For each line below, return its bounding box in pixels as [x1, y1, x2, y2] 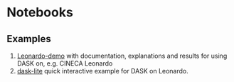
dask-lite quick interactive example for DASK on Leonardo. [16, 67, 189, 75]
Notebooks [6, 4, 74, 21]
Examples [6, 33, 51, 45]
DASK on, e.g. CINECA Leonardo [16, 59, 113, 68]
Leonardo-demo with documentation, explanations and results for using [16, 51, 228, 60]
